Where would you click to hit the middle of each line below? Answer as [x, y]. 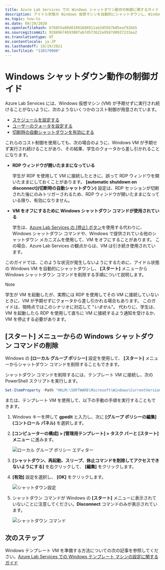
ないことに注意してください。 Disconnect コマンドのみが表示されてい [87, 504]
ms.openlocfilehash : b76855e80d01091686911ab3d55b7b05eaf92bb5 [71, 28]
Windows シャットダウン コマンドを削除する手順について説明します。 [76, 275]
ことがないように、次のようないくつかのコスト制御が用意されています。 [86, 110]
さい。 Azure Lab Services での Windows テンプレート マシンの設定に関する [82, 556]
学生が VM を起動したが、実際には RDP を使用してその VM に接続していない [82, 295]
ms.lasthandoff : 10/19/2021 [34, 46]
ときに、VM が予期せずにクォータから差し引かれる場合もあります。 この [78, 301]
